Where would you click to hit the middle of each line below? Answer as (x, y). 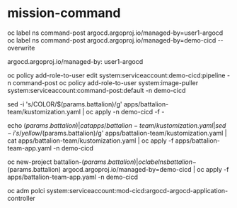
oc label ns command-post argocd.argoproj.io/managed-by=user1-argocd (115, 33)
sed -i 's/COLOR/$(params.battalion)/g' (65, 104)
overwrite (21, 48)
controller (21, 198)
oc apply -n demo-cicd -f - (125, 111)
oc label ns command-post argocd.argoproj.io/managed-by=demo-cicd (112, 40)
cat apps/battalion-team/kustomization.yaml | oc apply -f (91, 141)
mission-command (64, 13)
